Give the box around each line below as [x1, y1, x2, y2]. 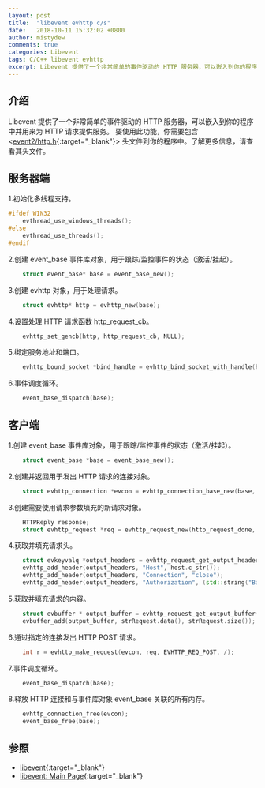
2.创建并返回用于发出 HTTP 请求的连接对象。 [8, 471, 155, 481]
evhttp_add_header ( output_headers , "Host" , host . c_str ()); [22, 564, 221, 572]
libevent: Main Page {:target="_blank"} [19, 771, 144, 780]
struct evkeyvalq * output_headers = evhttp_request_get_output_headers [22, 557, 263, 565]
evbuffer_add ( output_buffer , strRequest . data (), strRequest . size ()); [22, 617, 256, 625]
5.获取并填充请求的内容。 [8, 594, 91, 603]
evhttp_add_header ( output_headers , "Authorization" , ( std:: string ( [22, 579, 248, 587]
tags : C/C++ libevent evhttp [8, 56, 104, 64]
